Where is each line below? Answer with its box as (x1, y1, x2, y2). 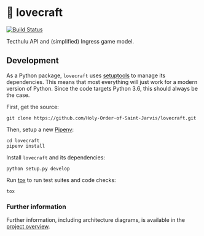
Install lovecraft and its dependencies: (6, 153, 106, 161)
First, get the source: (6, 103, 60, 110)
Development (6, 55, 60, 66)
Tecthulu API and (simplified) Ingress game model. (6, 37, 134, 45)
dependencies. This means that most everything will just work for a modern (6, 78, 198, 85)
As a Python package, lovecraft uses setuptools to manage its (6, 72, 166, 79)
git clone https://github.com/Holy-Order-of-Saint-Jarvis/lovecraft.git (6, 115, 197, 121)
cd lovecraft (6, 137, 40, 143)
